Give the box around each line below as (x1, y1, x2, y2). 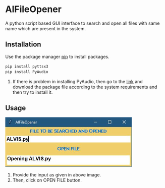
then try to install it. (12, 89, 53, 95)
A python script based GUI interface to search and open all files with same (5, 20, 160, 26)
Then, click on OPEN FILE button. (12, 177, 82, 183)
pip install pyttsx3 (5, 64, 49, 69)
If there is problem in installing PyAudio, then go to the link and (12, 78, 143, 84)
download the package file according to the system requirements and (12, 84, 157, 90)
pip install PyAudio (5, 69, 49, 74)
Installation (5, 40, 41, 49)
